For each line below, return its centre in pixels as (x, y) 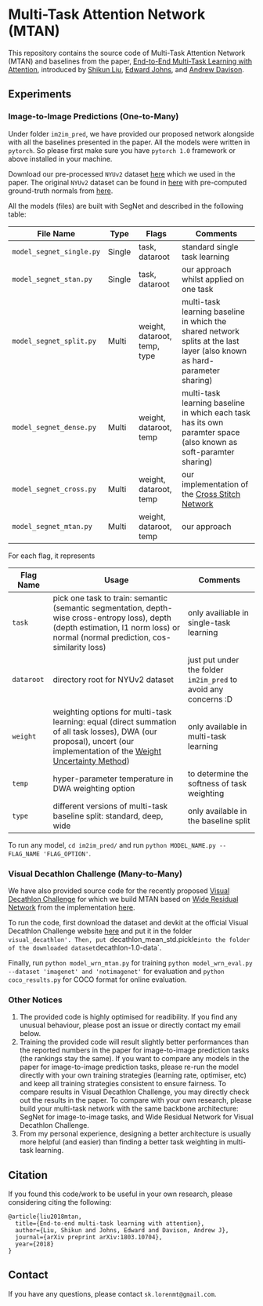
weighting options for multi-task (112, 712)
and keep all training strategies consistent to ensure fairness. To (123, 1084)
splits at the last (210, 341)
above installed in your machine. (60, 159)
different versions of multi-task (110, 806)
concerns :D (210, 699)
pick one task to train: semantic (110, 598)
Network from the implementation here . (72, 907)
